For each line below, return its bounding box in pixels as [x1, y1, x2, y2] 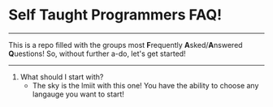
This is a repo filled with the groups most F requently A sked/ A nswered [8, 40, 243, 49]
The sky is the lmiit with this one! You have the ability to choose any [32, 80, 259, 90]
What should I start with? [19, 71, 104, 82]
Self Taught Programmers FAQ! [8, 6, 223, 24]
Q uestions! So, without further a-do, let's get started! [8, 49, 186, 58]
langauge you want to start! [32, 89, 124, 99]
